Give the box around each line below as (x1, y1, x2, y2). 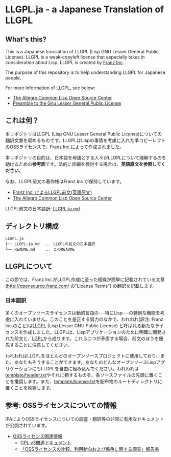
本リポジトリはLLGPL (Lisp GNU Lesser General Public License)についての (5, 131, 162, 137)
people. (5, 75, 21, 81)
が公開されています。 (5, 422, 50, 428)
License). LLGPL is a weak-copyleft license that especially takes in (5, 54, 145, 60)
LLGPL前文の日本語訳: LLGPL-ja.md (5, 205, 80, 211)
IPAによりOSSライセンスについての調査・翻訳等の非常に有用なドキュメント (5, 415, 164, 422)
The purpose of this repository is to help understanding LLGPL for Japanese (5, 69, 166, 75)
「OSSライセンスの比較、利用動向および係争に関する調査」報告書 (20, 446, 159, 452)
